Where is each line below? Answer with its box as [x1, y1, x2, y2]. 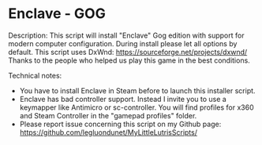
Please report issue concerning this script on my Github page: [19, 119, 222, 129]
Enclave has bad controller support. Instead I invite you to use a [19, 94, 226, 103]
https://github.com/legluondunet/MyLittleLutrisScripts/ [19, 127, 197, 137]
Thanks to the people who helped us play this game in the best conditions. [8, 56, 250, 65]
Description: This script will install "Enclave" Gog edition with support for [8, 31, 245, 40]
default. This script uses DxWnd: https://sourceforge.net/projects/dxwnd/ [8, 47, 248, 56]
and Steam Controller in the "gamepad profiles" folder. [19, 111, 197, 120]
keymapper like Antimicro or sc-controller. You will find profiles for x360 [19, 103, 254, 112]
